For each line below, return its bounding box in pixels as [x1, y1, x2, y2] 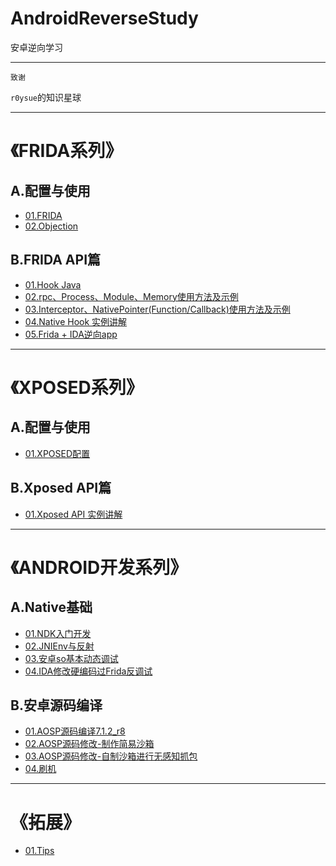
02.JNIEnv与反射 [24, 640, 95, 652]
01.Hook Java [24, 278, 82, 291]
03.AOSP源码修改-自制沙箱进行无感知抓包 [24, 750, 198, 762]
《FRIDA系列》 [10, 140, 123, 162]
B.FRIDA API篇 [10, 252, 102, 269]
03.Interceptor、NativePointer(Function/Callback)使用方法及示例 [24, 303, 291, 315]
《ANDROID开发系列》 [10, 556, 188, 579]
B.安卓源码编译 [10, 697, 103, 714]
